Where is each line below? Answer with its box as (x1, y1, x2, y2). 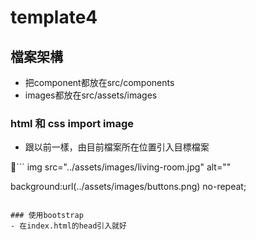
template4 (10, 6, 98, 29)
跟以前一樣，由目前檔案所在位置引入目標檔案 (24, 141, 210, 153)
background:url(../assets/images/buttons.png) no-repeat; (10, 181, 247, 193)
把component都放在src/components (24, 77, 175, 88)
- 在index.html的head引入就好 (10, 221, 127, 231)
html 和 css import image (10, 116, 134, 130)
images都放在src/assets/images (24, 89, 158, 101)
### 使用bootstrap (10, 211, 84, 221)
